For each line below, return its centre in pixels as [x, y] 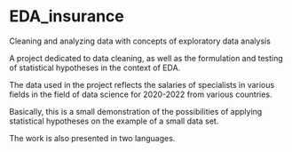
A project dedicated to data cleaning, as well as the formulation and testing [146, 58]
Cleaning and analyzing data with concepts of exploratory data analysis [140, 41]
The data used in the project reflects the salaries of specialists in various [142, 84]
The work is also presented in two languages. [92, 138]
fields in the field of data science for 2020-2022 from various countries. [141, 94]
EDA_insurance [67, 16]
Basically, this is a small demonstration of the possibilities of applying [136, 111]
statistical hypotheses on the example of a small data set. [114, 121]
